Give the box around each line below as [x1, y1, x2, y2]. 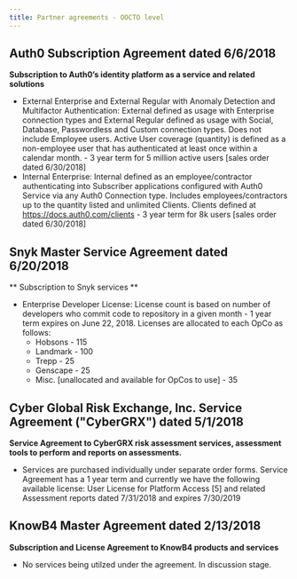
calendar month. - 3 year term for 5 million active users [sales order [21, 153, 270, 163]
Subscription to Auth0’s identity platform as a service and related [9, 69, 255, 80]
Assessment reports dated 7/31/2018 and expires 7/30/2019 [21, 493, 241, 504]
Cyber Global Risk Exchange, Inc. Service [9, 401, 242, 416]
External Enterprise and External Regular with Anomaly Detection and [21, 96, 276, 107]
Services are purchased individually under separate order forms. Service [21, 464, 288, 475]
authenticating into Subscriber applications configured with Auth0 [21, 181, 263, 192]
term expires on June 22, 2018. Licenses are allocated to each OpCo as [21, 318, 284, 329]
